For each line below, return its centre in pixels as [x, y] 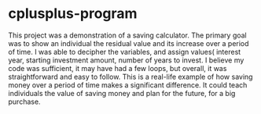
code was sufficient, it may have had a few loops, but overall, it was [118, 68]
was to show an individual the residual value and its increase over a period [129, 43]
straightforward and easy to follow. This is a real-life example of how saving [130, 77]
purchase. [24, 102]
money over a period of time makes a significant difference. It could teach [128, 85]
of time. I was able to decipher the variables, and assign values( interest [125, 52]
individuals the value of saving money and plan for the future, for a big [122, 93]
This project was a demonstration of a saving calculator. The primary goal [127, 35]
